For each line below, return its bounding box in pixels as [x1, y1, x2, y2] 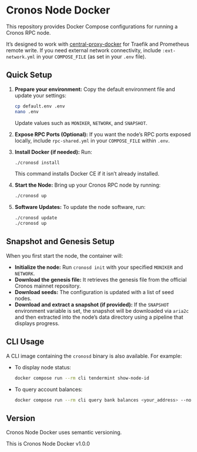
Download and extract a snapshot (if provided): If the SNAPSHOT [14, 301, 169, 308]
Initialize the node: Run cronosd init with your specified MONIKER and [14, 264, 183, 271]
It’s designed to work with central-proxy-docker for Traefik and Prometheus [6, 41, 189, 48]
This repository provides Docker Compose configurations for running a [6, 23, 178, 30]
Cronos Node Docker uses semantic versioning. [6, 429, 122, 436]
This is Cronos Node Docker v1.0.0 [6, 440, 90, 447]
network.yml [6, 54, 35, 60]
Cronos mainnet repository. [14, 282, 81, 289]
